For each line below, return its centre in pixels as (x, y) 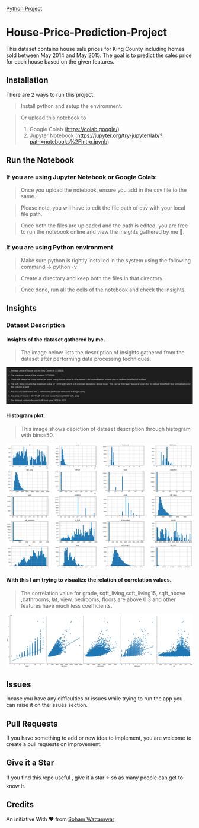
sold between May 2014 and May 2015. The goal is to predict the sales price (99, 55)
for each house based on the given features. (60, 61)
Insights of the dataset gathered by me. (56, 339)
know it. (16, 786)
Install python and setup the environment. (71, 106)
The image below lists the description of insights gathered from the (102, 353)
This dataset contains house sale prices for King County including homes (95, 49)
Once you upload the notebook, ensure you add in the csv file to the (104, 190)
